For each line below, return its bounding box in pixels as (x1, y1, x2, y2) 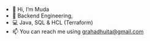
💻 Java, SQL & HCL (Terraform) (12, 19, 94, 26)
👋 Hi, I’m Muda (12, 6, 50, 13)
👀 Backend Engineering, (12, 12, 73, 19)
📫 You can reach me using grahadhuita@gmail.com (12, 28, 144, 35)
